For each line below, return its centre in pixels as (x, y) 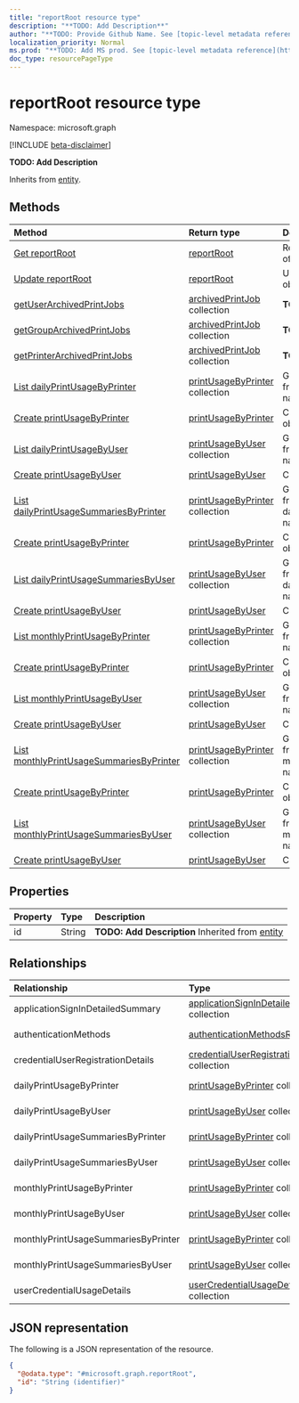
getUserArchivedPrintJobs (69, 304)
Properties (39, 892)
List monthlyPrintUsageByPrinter (82, 636)
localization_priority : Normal (67, 42)
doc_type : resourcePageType (61, 59)
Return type (214, 232)
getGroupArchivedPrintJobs (72, 330)
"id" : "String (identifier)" (71, 1382)
